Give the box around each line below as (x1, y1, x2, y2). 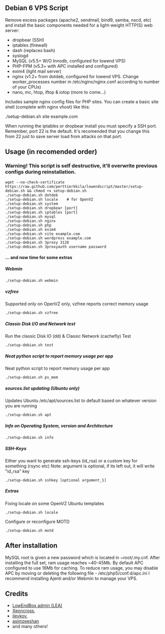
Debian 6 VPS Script (5, 4, 68, 12)
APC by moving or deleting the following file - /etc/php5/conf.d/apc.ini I (5, 570, 150, 576)
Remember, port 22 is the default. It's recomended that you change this (5, 128, 150, 134)
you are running (5, 403, 37, 408)
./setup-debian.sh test (5, 343, 54, 347)
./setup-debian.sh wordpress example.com (5, 235, 91, 240)
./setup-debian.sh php (5, 223, 52, 228)
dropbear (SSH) (12, 37, 44, 43)
